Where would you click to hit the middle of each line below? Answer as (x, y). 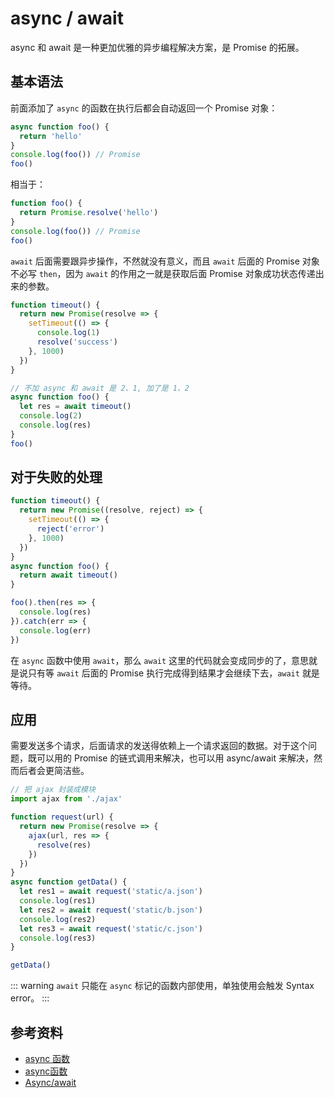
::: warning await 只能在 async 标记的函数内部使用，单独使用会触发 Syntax (162, 986)
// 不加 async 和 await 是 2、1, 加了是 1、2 (100, 388)
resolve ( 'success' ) (77, 342)
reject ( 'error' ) (70, 529)
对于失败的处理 (56, 477)
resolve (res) (64, 845)
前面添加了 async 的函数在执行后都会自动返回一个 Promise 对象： (144, 108)
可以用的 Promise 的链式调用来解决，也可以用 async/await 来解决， (175, 758)
